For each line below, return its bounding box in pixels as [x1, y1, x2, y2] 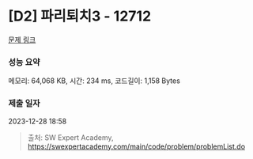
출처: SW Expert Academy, [27, 132, 114, 142]
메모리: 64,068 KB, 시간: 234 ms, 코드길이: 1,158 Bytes [8, 76, 180, 85]
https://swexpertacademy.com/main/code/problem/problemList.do [27, 142, 246, 151]
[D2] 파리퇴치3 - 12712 [8, 7, 152, 25]
